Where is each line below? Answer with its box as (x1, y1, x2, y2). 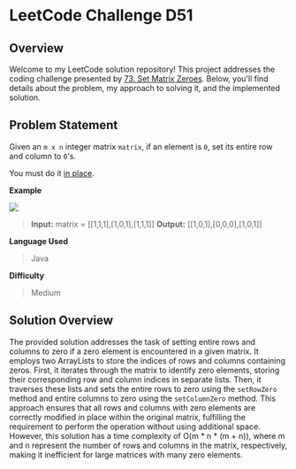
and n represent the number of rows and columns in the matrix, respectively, (9, 440, 288, 450)
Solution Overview (9, 313, 113, 328)
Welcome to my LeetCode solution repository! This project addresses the (9, 64, 276, 74)
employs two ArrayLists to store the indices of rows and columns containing (9, 355, 285, 365)
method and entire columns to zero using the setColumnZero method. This (9, 393, 277, 404)
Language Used (9, 235, 69, 246)
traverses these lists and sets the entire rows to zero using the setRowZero (9, 383, 277, 394)
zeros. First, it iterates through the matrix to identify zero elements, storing (9, 365, 280, 375)
